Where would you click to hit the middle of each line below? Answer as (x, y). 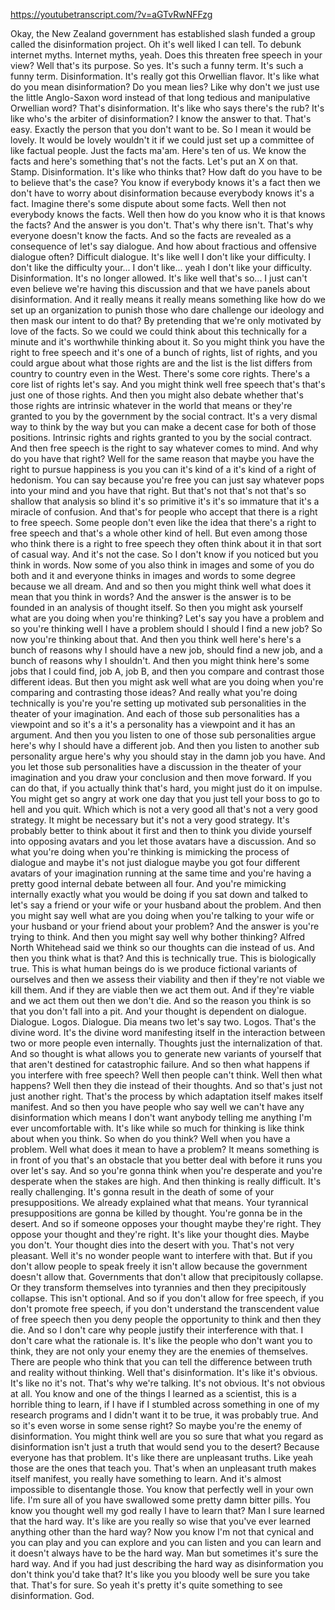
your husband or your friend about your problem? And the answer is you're (165, 926)
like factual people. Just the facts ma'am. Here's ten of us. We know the (158, 150)
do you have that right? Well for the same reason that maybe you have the (162, 458)
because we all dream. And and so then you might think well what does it (161, 586)
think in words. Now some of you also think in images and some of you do (162, 565)
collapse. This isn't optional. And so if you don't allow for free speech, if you (167, 1298)
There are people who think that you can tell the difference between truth (161, 1362)
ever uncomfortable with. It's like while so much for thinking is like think (157, 1128)
